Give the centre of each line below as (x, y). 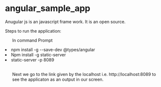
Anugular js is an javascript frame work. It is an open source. (65, 22)
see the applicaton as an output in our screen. (58, 79)
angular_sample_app (48, 8)
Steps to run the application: (33, 31)
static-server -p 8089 (33, 60)
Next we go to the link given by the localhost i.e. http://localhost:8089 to (84, 74)
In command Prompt (32, 40)
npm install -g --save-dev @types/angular (53, 50)
